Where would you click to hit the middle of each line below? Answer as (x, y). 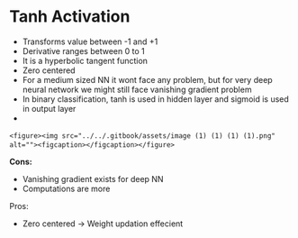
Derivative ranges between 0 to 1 (84, 50)
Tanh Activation (70, 17)
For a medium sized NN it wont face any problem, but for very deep (147, 79)
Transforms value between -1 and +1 (90, 41)
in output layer (49, 108)
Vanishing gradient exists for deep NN (93, 178)
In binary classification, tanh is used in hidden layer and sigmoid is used (156, 99)
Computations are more (66, 188)
